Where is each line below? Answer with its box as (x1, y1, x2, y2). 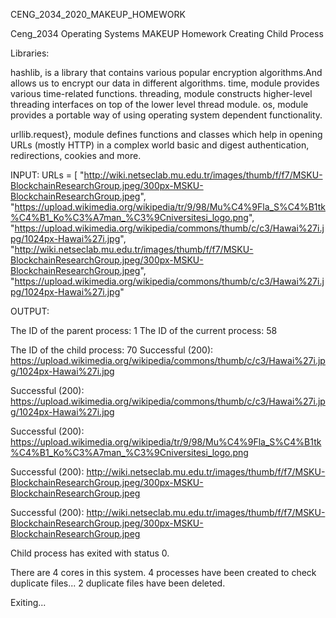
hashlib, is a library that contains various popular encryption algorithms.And (10, 67, 323, 78)
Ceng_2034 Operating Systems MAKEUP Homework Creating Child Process (10, 28, 324, 39)
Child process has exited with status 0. (10, 547, 170, 559)
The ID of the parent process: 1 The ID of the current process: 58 (10, 325, 278, 336)
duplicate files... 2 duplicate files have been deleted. (10, 577, 226, 589)
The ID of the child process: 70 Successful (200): (10, 344, 214, 356)
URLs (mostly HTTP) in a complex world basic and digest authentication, (10, 139, 310, 151)
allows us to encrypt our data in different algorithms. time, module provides (10, 77, 320, 89)
